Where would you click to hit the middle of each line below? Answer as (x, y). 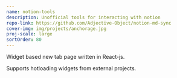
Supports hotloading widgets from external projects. (71, 68)
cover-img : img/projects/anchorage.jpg (56, 28)
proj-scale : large (29, 34)
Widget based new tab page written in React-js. (66, 57)
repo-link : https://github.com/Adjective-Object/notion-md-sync (89, 23)
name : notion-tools (31, 12)
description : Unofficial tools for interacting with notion (84, 17)
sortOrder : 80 (24, 40)
